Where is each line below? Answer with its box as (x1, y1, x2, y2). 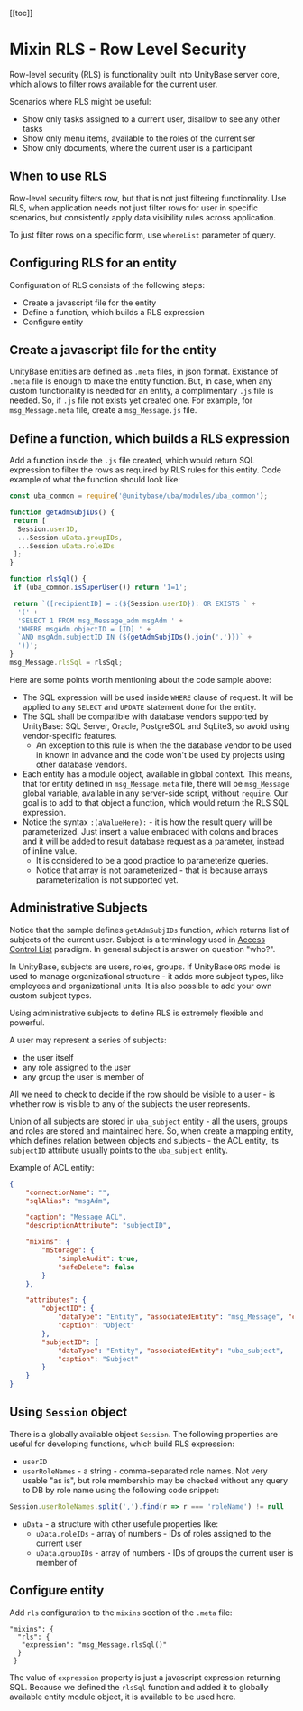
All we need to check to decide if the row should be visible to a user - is (9, 1089, 276, 1099)
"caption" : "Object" (57, 1321, 135, 1330)
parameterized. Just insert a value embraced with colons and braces (22, 826, 279, 837)
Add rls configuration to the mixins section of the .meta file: (9, 1607, 233, 1618)
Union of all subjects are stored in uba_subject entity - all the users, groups (9, 1116, 289, 1127)
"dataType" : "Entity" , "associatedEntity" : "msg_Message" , (57, 1313, 284, 1322)
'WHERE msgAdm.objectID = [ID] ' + (17, 624, 151, 633)
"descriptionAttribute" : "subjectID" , (25, 1221, 171, 1230)
